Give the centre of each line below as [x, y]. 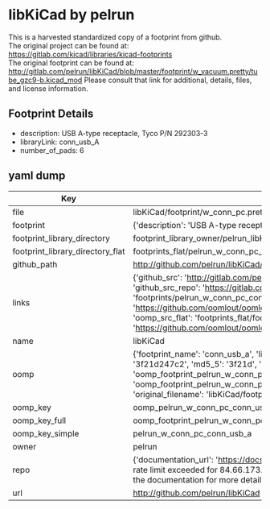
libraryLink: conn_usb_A [59, 142]
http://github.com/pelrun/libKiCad [196, 493]
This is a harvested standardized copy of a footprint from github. [115, 37]
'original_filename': [168, 394]
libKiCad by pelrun [72, 15]
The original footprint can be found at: [71, 63]
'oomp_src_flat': [162, 317]
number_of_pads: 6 [52, 150]
